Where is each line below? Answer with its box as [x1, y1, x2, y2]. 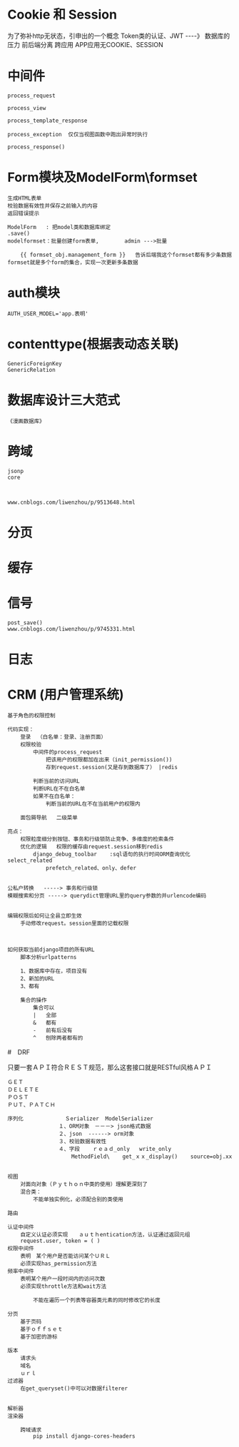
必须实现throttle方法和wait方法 [20, 1283, 107, 1290]
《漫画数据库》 [7, 417, 45, 425]
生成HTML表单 [7, 194, 42, 202]
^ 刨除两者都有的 [33, 1035, 83, 1042]
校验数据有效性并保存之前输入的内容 [7, 202, 98, 209]
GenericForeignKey [7, 360, 62, 367]
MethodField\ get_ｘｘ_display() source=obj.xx [71, 1153, 233, 1160]
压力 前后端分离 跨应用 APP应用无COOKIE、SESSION [7, 40, 163, 49]
